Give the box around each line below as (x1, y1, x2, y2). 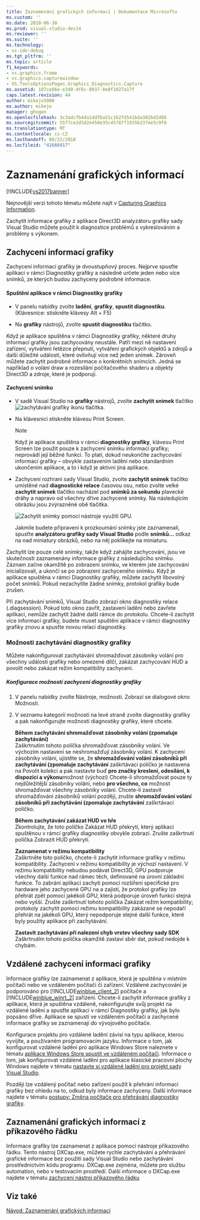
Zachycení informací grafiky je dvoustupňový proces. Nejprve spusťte (6, 263, 178, 270)
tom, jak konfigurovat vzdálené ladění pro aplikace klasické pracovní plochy (6, 1056, 192, 1063)
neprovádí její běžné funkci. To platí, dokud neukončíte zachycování (14, 451, 182, 458)
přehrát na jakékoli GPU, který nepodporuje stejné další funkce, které (14, 911, 184, 918)
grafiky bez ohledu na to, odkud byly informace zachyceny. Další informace (6, 1087, 192, 1094)
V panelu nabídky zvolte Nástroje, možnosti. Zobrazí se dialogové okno (14, 693, 190, 701)
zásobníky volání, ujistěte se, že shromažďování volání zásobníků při (14, 754, 187, 762)
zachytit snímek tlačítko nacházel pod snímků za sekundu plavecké (14, 488, 184, 495)
